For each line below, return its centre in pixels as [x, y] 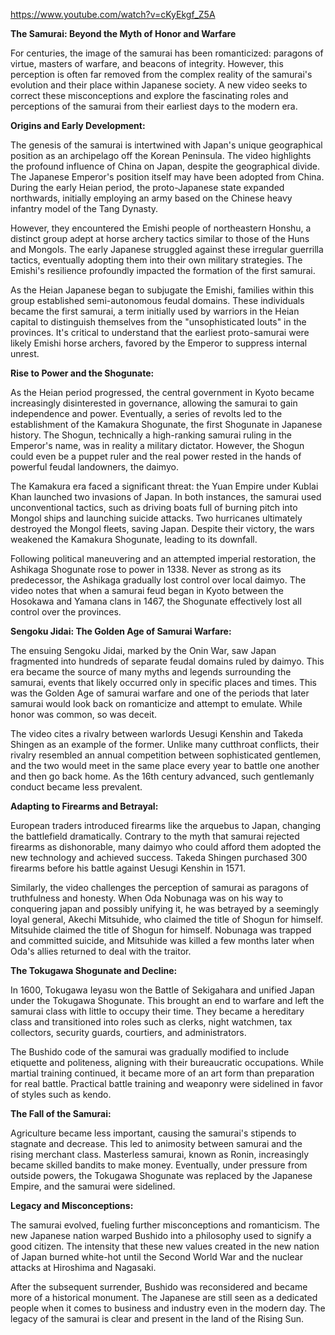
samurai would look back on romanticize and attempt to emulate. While [156, 703]
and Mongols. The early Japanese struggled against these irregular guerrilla [167, 249]
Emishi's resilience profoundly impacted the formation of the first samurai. [163, 270]
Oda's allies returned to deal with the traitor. [101, 951]
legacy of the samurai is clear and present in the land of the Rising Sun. [157, 1318]
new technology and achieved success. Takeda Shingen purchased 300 [159, 857]
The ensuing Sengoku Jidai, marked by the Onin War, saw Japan [143, 650]
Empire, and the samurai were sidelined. [93, 1186]
